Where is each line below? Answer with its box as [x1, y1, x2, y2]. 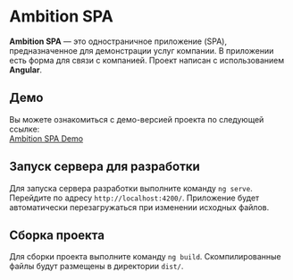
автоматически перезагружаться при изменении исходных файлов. [9, 201, 270, 212]
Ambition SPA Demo [9, 132, 83, 144]
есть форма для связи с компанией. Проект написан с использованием [9, 55, 284, 65]
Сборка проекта [9, 227, 105, 242]
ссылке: [9, 123, 40, 134]
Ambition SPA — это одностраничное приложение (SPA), [9, 36, 228, 47]
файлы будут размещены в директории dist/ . [9, 261, 184, 272]
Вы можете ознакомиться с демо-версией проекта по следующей [9, 114, 264, 124]
